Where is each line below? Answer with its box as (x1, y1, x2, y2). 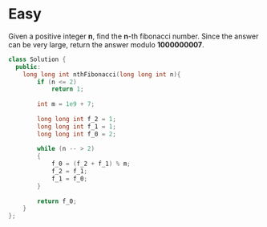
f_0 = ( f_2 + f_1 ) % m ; (51, 160, 131, 168)
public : (15, 63, 42, 71)
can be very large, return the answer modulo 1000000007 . (8, 39, 204, 49)
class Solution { (8, 55, 67, 63)
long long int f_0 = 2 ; (37, 130, 116, 138)
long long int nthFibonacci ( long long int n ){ (22, 70, 181, 79)
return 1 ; (51, 85, 84, 93)
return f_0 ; (37, 197, 78, 205)
